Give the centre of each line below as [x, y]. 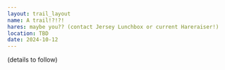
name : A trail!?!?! [36, 20]
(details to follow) [32, 59]
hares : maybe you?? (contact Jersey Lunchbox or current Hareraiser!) [113, 27]
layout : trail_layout [39, 14]
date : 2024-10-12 [33, 40]
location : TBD [28, 33]
